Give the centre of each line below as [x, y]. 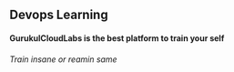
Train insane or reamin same [63, 59]
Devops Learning [59, 15]
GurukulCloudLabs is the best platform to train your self [117, 38]
